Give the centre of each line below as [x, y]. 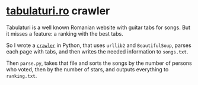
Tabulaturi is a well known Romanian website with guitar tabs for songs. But [98, 27]
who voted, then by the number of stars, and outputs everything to [87, 69]
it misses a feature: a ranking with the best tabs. [65, 33]
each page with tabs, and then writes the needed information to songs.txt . [97, 51]
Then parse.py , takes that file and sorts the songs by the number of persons [99, 63]
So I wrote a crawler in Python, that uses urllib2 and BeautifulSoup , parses [99, 45]
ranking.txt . [22, 75]
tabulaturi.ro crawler [58, 11]
